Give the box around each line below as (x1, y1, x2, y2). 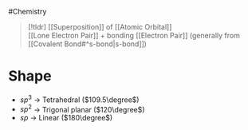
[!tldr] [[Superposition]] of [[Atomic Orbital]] (27, 22, 172, 31)
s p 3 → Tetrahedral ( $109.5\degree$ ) (19, 93, 140, 104)
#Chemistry (8, 7, 47, 16)
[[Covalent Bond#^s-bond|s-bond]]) (27, 39, 148, 49)
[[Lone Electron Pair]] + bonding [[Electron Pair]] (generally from (27, 31, 241, 40)
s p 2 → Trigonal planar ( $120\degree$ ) (19, 103, 145, 114)
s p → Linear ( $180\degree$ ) (19, 113, 113, 123)
